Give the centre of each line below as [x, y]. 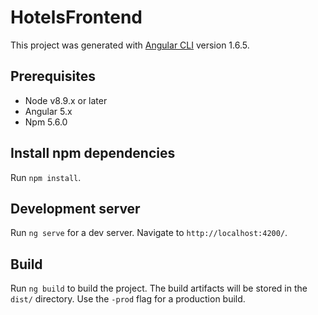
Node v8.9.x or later [66, 100]
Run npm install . [46, 177]
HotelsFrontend [76, 17]
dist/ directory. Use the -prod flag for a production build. [128, 299]
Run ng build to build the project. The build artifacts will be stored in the [159, 288]
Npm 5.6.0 [46, 122]
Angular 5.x [48, 111]
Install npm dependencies [93, 153]
